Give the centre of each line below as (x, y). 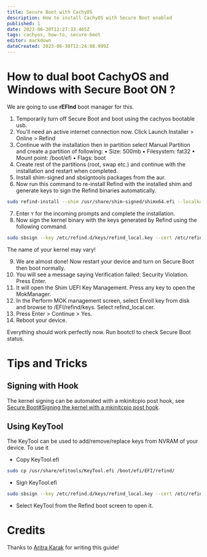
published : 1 (24, 23)
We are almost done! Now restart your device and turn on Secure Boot (105, 261)
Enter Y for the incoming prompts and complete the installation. (96, 213)
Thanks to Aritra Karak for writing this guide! (63, 548)
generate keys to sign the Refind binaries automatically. (86, 190)
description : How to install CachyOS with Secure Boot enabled (90, 18)
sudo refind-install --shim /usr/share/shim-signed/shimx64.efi (91, 201)
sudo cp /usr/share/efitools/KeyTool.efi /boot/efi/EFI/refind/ (91, 471)
